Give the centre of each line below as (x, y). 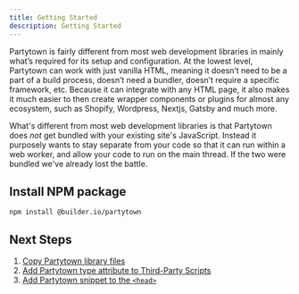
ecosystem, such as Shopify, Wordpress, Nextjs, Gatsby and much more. (144, 108)
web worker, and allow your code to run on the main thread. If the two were (148, 154)
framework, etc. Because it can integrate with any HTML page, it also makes (149, 89)
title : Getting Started (54, 17)
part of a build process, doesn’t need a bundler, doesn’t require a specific (144, 80)
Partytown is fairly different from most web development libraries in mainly (146, 51)
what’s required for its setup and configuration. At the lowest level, (131, 61)
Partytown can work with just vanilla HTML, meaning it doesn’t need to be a (148, 70)
